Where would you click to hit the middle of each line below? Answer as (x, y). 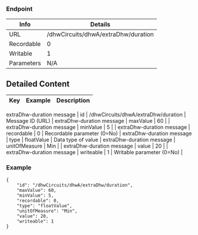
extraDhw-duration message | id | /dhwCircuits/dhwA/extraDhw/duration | (96, 115)
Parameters (25, 63)
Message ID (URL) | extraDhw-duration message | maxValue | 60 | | (88, 121)
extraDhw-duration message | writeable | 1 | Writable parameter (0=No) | (94, 152)
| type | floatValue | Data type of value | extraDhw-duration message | (91, 140)
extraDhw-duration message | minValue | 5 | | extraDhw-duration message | (98, 127)
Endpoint (19, 9)
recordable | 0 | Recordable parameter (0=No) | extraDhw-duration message (99, 133)
